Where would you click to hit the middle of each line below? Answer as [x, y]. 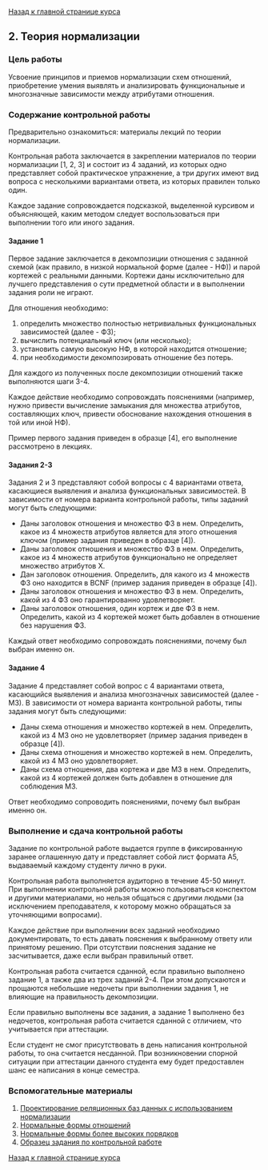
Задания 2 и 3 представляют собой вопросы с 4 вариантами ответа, [126, 482]
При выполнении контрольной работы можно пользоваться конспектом [132, 889]
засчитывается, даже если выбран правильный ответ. [101, 956]
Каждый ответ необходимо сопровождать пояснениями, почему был [127, 641]
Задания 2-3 [30, 465]
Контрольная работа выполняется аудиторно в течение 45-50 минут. [127, 880]
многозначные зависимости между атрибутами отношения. [111, 94]
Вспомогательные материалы [71, 1091]
